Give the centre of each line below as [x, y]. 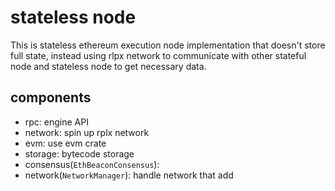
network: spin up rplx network [87, 132]
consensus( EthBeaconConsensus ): [92, 164]
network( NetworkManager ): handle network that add [129, 175]
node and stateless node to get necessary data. [108, 66]
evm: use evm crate [65, 143]
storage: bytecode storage [79, 153]
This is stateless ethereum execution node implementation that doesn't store [168, 45]
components [51, 97]
